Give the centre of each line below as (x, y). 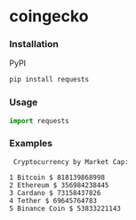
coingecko (49, 16)
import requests (39, 121)
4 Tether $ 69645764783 (53, 200)
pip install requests (49, 80)
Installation (34, 44)
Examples (31, 144)
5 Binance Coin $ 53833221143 (65, 208)
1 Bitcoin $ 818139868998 (57, 177)
